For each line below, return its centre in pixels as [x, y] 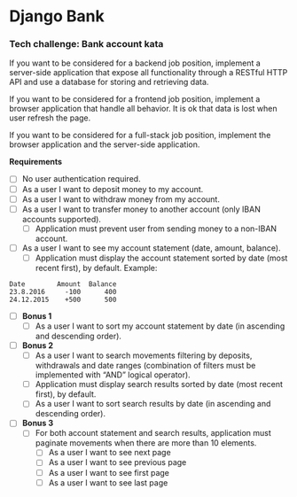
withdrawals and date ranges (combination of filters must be [145, 366]
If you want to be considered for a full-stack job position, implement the [140, 136]
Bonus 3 [38, 423]
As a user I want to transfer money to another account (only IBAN [141, 209]
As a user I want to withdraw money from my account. [121, 199]
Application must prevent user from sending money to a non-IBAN [156, 229]
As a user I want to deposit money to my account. [113, 189]
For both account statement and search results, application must [153, 433]
